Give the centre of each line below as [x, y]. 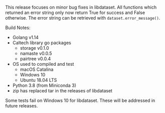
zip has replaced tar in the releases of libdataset [62, 91]
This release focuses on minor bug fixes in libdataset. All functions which [81, 7]
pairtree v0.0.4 [35, 59]
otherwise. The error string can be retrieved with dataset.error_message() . [83, 18]
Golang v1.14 [25, 37]
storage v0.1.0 [34, 48]
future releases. [22, 106]
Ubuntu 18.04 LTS [38, 80]
